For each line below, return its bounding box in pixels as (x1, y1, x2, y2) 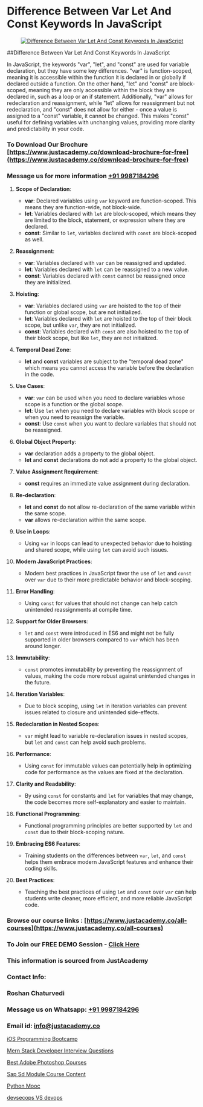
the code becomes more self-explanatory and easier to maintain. (24, 798, 186, 806)
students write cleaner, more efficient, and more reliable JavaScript (24, 895, 192, 902)
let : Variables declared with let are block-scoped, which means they (24, 210, 196, 218)
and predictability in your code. (7, 125, 85, 132)
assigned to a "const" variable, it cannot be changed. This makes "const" (7, 112, 190, 119)
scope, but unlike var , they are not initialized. (24, 321, 137, 329)
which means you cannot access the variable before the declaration (24, 364, 194, 372)
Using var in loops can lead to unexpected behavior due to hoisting (24, 540, 192, 547)
